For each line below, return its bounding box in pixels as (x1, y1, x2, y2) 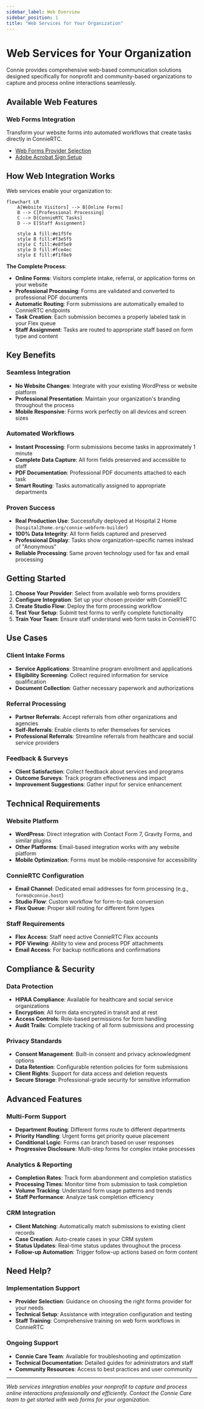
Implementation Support (6, 1284, 80, 1292)
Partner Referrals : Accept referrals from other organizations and (15, 713, 177, 720)
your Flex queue (15, 319, 56, 326)
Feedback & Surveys (6, 754, 69, 762)
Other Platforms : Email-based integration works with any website (15, 843, 180, 850)
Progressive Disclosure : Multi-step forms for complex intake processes (15, 1145, 195, 1153)
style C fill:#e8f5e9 (17, 241, 72, 248)
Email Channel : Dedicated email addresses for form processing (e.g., (15, 885, 189, 893)
